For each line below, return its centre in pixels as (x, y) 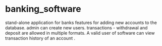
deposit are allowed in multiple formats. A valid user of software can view (80, 33)
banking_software (43, 9)
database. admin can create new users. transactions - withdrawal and (76, 27)
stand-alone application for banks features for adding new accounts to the (81, 23)
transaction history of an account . (40, 38)
